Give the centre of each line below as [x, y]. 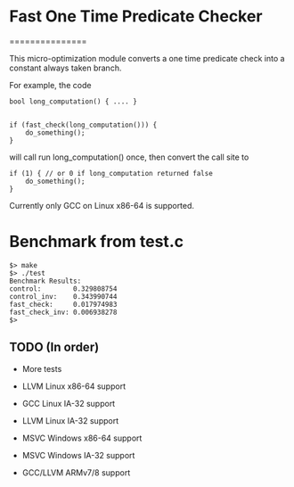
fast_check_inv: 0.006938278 [63, 312]
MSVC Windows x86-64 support [82, 438]
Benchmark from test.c [97, 242]
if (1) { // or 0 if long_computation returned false [111, 173]
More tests [42, 368]
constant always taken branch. [65, 68]
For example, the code [50, 85]
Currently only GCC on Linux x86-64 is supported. [102, 205]
